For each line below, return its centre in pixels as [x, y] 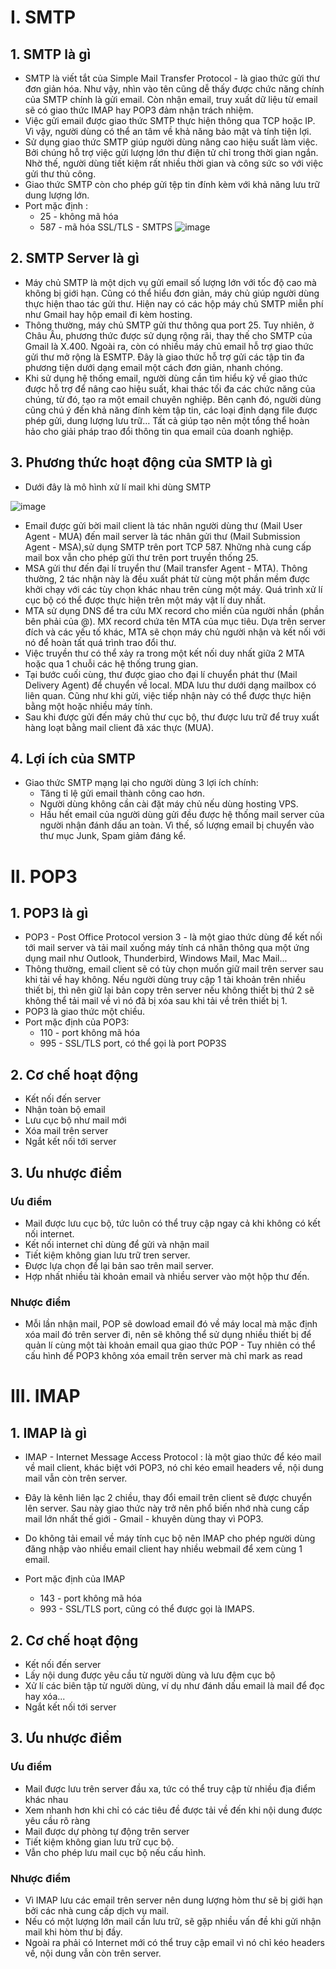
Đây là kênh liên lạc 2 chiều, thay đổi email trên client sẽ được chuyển [168, 1498]
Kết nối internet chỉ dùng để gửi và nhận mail [117, 1244]
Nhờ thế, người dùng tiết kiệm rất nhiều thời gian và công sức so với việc [174, 163]
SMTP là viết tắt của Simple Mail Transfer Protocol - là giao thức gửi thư [172, 78]
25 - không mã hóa [79, 216]
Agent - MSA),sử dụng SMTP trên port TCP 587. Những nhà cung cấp [168, 547]
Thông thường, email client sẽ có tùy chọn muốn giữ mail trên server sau [174, 969]
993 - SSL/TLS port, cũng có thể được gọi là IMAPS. [147, 1609]
